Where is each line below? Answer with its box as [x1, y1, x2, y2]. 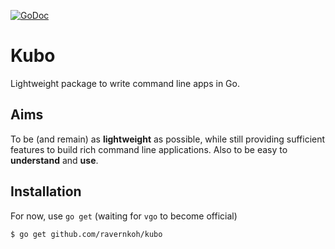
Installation [10, 183, 82, 200]
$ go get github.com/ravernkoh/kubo [10, 229, 163, 239]
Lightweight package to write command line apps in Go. [10, 77, 240, 89]
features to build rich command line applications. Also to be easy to [10, 143, 288, 155]
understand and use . [10, 154, 99, 166]
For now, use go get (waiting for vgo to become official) [10, 210, 238, 222]
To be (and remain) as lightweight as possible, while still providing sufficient [10, 133, 326, 145]
